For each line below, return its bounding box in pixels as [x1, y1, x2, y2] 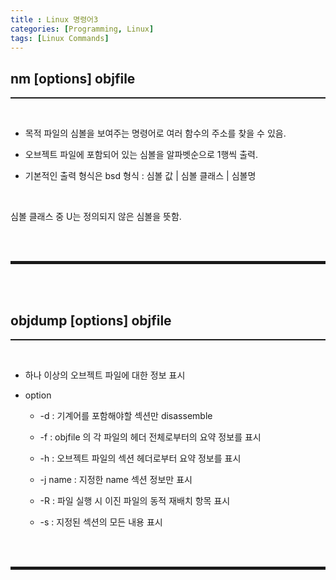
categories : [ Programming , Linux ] [10, 24, 155, 34]
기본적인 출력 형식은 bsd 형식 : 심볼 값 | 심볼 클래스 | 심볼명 [24, 170, 257, 182]
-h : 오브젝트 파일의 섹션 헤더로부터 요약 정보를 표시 [39, 452, 242, 464]
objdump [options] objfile [10, 312, 172, 329]
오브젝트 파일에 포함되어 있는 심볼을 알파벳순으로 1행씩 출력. [24, 149, 258, 161]
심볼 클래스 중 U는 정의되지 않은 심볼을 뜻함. [10, 211, 182, 223]
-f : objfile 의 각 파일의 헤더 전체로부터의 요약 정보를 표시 [39, 431, 262, 443]
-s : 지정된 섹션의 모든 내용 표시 [39, 516, 163, 528]
